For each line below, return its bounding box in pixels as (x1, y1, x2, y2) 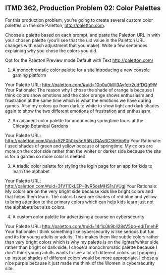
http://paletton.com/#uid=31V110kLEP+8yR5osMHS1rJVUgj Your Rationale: (5, 183, 158, 189)
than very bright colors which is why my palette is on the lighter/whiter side (5, 239, 159, 245)
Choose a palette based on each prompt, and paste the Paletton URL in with (5, 32, 160, 38)
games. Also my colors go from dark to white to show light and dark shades (5, 102, 160, 108)
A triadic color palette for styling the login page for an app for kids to (12, 163, 153, 169)
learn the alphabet (12, 168, 50, 174)
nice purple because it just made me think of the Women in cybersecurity (5, 260, 155, 266)
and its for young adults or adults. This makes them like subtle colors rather (5, 233, 160, 239)
